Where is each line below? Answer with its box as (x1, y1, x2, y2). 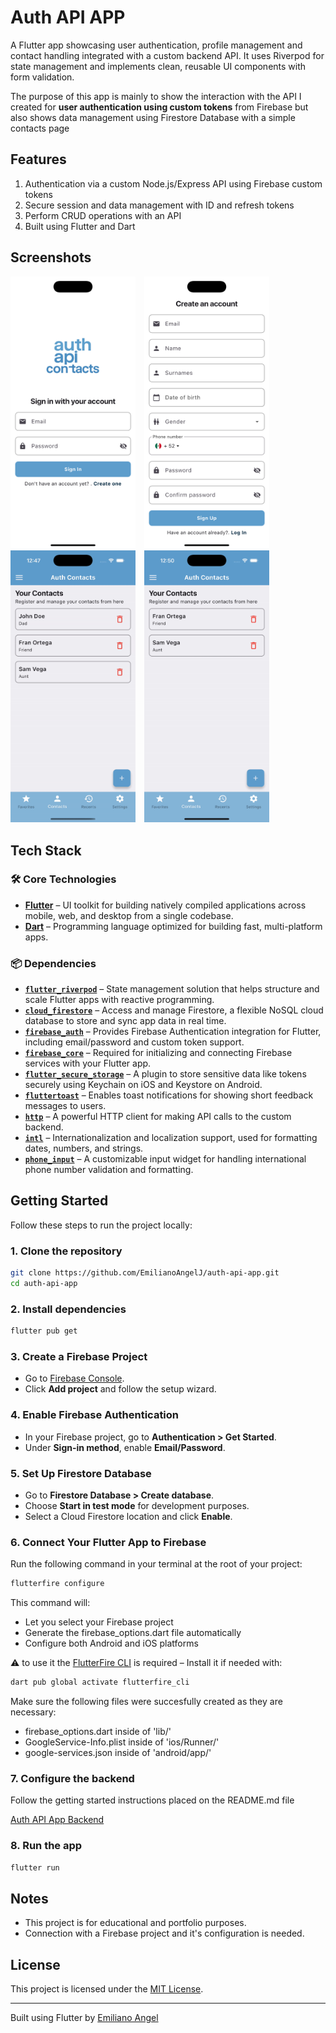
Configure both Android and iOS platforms (24, 1637, 199, 1650)
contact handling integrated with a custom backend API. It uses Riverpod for (10, 49, 325, 61)
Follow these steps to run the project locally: (10, 1219, 193, 1231)
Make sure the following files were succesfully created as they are (10, 1696, 283, 1708)
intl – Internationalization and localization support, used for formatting (24, 1132, 318, 1144)
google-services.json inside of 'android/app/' (24, 1747, 212, 1759)
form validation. (10, 71, 75, 83)
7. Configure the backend (10, 1771, 135, 1785)
